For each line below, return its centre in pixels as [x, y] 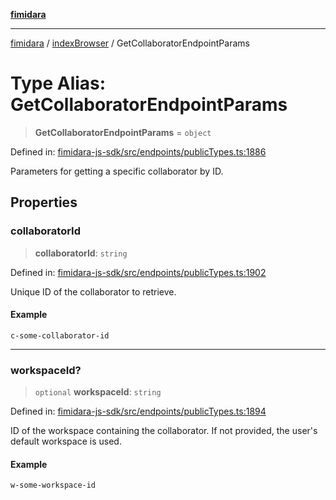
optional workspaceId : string [98, 392]
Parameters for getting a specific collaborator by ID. [117, 171]
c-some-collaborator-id [60, 335]
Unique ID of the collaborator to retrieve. [93, 291]
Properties [44, 202]
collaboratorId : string [81, 253]
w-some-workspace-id [53, 485]
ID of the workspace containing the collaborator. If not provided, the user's [164, 431]
